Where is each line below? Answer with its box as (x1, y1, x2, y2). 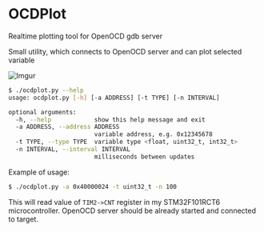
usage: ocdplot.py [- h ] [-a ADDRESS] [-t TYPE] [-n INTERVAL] (8, 94, 220, 102)
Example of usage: (8, 167, 70, 177)
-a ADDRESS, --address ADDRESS (15, 123, 120, 131)
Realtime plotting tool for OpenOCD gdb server (8, 31, 162, 41)
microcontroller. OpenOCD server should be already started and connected (8, 206, 256, 215)
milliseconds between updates (94, 153, 195, 161)
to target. (8, 214, 38, 224)
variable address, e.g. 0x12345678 (94, 130, 214, 138)
